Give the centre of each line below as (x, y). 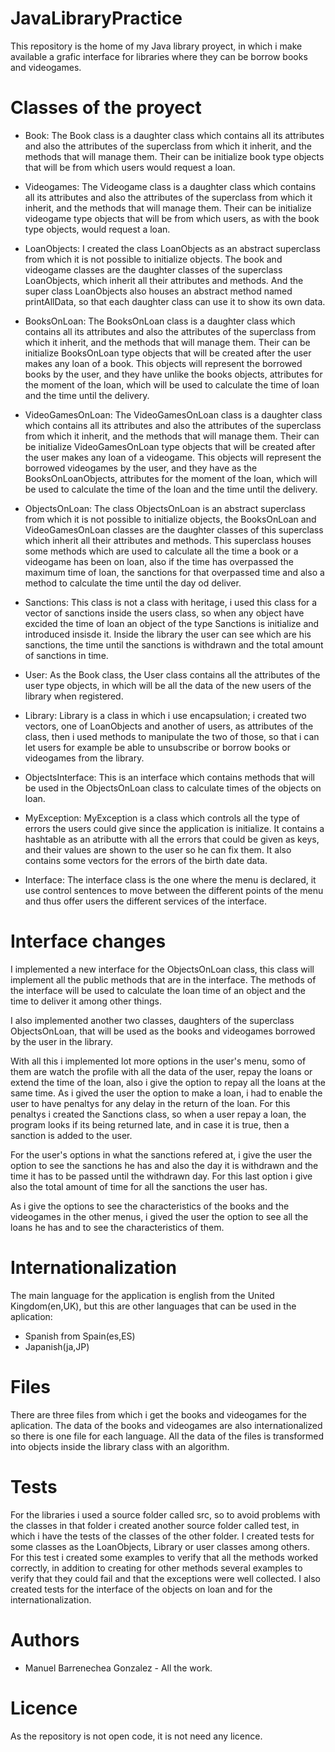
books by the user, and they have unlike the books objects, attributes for (173, 374)
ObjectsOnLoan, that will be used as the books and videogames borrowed (163, 1031)
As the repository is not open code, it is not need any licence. (136, 1736)
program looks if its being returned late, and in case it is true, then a (150, 1124)
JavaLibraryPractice (96, 18)
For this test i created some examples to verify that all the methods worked (164, 1557)
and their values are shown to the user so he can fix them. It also (158, 849)
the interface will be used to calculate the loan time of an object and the (158, 990)
